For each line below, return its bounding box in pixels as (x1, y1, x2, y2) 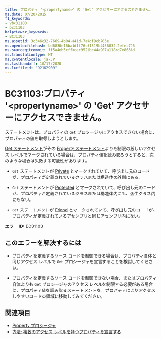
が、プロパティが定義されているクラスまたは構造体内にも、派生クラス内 (12, 190, 156, 196)
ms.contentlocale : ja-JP (5, 57, 55, 62)
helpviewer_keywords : (5, 30, 49, 34)
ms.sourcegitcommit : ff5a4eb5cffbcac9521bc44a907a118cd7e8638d (5, 48, 135, 52)
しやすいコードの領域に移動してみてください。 (12, 293, 105, 299)
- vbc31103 (5, 20, 27, 26)
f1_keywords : (5, 16, 31, 21)
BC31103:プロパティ (5, 88, 86, 99)
